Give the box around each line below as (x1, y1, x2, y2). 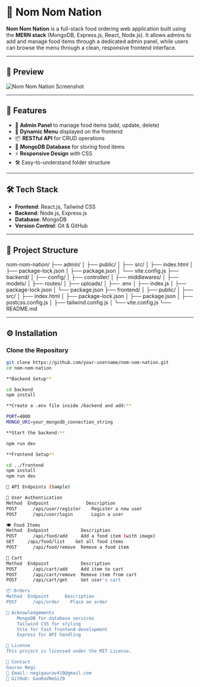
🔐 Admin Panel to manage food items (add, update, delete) (14, 122, 160, 129)
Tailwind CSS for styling (17, 621, 82, 627)
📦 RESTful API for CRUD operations (14, 134, 105, 142)
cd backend (6, 387, 33, 393)
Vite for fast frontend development (17, 626, 108, 632)
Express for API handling (17, 632, 82, 638)
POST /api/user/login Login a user (6, 511, 124, 517)
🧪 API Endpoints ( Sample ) (6, 484, 70, 490)
